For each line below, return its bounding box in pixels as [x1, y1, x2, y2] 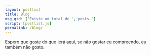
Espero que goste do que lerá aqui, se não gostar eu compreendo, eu [5, 39, 147, 45]
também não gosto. [5, 44, 45, 50]
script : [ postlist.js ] [5, 21, 52, 26]
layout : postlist [5, 7, 41, 12]
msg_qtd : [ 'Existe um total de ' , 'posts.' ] [5, 16, 96, 21]
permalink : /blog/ [5, 26, 43, 30]
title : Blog [5, 12, 30, 17]
